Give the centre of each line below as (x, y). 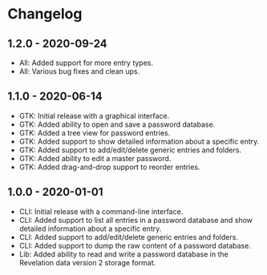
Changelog (45, 14)
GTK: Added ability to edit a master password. (95, 158)
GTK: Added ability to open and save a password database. (117, 124)
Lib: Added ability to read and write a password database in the (124, 254)
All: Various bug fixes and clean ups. (79, 71)
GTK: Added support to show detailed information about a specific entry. (139, 141)
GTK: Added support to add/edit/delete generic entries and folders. (130, 150)
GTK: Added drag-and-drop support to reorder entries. (110, 167)
